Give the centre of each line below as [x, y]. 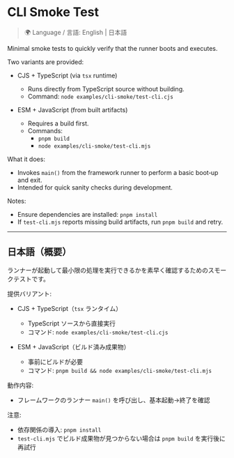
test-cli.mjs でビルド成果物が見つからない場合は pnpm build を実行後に [122, 438]
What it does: [26, 159]
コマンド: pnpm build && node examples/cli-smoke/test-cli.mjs [120, 370]
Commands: [45, 130]
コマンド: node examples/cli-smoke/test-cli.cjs [98, 332]
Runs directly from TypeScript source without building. [106, 89]
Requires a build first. [58, 123]
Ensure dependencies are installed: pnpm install [87, 214]
